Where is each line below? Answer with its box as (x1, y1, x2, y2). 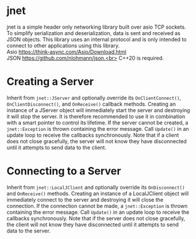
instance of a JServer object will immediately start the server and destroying (6, 106, 190, 113)
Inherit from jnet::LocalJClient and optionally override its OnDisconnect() (6, 183, 185, 190)
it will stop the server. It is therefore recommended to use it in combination (6, 113, 185, 120)
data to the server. (6, 227, 51, 234)
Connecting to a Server (6, 165, 121, 178)
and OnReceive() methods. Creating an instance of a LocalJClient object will (6, 190, 189, 197)
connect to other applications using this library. (6, 42, 120, 49)
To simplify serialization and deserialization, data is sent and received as (6, 29, 181, 36)
